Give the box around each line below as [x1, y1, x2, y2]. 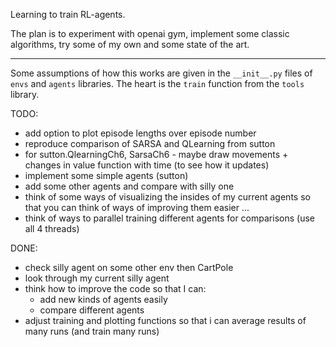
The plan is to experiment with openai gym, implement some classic [10, 28, 290, 39]
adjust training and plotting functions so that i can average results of [24, 315, 307, 326]
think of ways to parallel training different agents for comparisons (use [24, 212, 315, 224]
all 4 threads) [24, 223, 80, 234]
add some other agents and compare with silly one [24, 180, 235, 192]
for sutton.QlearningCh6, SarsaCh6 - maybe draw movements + [24, 149, 289, 160]
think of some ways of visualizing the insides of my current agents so [24, 191, 311, 203]
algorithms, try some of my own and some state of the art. [10, 39, 250, 50]
